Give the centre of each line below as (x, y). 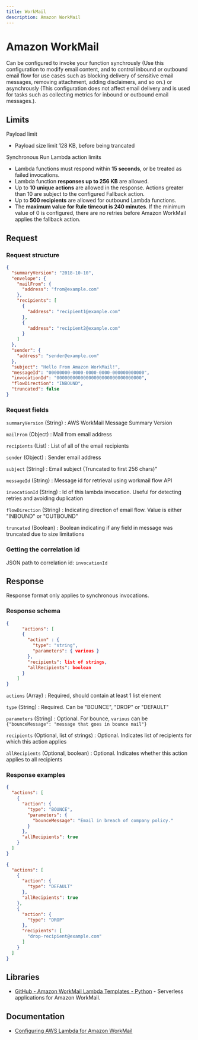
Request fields (28, 410)
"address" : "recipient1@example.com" (74, 311)
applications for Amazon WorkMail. (58, 998)
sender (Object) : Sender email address (54, 457)
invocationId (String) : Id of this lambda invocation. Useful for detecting (94, 492)
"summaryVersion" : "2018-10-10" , (53, 273)
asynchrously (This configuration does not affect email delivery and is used (98, 88)
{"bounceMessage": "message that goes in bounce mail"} (76, 724)
